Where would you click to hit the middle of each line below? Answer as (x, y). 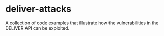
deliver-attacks (38, 9)
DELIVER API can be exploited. (37, 28)
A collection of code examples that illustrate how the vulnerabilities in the (82, 23)
